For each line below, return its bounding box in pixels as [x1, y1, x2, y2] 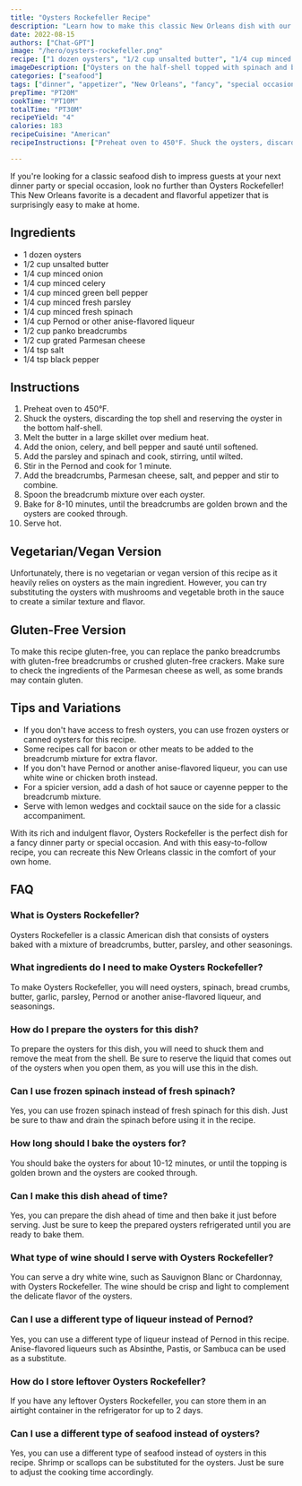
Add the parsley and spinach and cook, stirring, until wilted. [22, 451, 244, 462]
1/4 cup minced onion [22, 268, 104, 279]
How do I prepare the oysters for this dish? [10, 1023, 200, 1036]
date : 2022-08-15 [10, 30, 75, 39]
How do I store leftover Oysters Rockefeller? [10, 1375, 207, 1387]
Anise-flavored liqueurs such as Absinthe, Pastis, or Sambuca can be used [10, 1343, 286, 1354]
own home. [10, 856, 52, 866]
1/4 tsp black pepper [22, 353, 99, 364]
